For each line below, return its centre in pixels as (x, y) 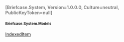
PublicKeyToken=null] (29, 12)
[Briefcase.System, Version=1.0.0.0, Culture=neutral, (62, 7)
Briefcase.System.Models (28, 23)
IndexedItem (18, 34)
